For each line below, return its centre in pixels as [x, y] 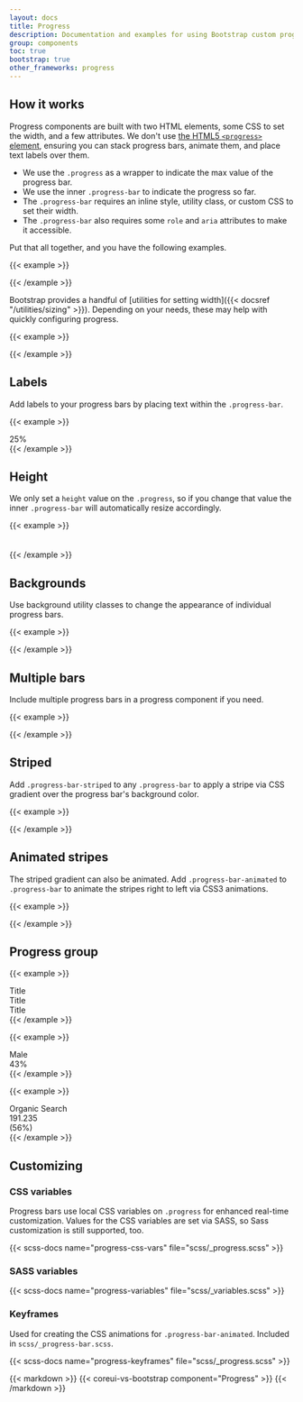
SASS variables [44, 1270]
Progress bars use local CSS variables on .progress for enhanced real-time [149, 1211]
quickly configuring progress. [64, 319]
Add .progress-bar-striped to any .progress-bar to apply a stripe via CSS [147, 784]
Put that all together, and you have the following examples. [118, 247]
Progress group [54, 952]
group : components [44, 43]
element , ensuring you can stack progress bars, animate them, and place [145, 145]
